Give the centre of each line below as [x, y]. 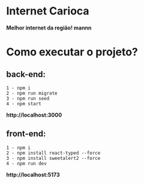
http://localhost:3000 [34, 115]
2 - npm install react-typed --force [53, 153]
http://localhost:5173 [33, 174]
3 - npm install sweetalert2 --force [53, 158]
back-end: [26, 74]
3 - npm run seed [28, 98]
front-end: [26, 134]
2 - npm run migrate [32, 93]
